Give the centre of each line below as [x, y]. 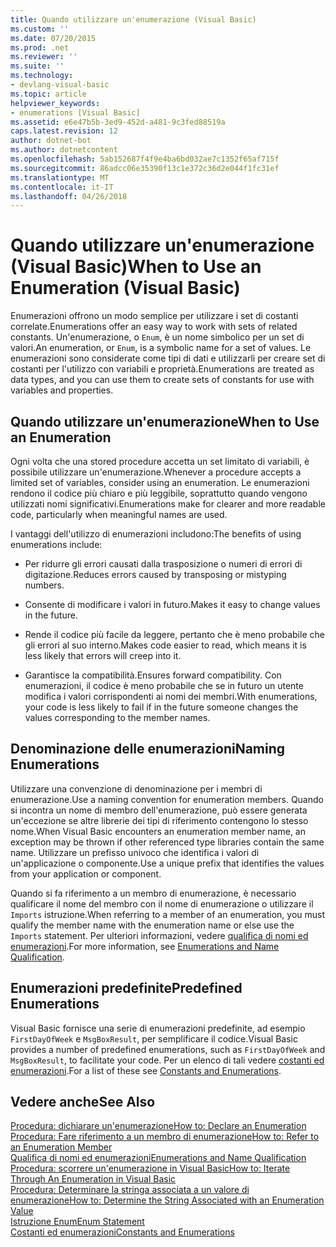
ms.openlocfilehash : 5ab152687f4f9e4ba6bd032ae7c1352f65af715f [145, 159]
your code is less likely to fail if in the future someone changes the [161, 707]
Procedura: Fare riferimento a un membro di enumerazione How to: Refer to [165, 1137]
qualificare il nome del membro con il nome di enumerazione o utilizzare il [162, 903]
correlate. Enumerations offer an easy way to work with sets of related [154, 327]
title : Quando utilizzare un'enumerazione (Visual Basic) [133, 19]
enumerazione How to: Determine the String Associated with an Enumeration [167, 1200]
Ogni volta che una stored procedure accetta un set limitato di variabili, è [160, 461]
